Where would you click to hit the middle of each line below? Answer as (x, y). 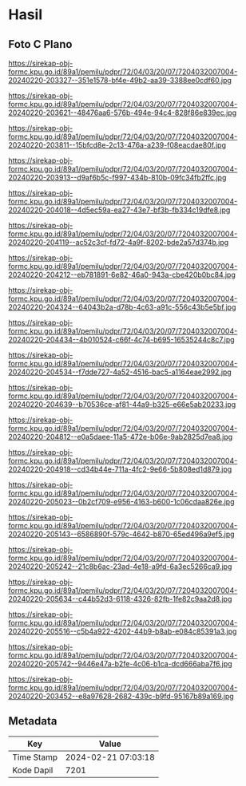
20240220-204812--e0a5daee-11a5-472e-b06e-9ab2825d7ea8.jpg (121, 437)
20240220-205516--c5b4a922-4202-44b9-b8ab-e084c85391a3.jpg (123, 631)
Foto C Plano (40, 44)
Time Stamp (35, 757)
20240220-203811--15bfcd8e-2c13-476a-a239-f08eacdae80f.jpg (117, 145)
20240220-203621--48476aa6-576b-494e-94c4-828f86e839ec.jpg (123, 113)
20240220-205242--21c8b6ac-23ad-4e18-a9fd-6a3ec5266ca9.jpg (120, 567)
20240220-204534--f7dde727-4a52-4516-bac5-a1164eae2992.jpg (120, 372)
